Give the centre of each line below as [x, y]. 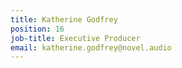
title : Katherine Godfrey [64, 19]
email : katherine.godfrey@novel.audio [91, 47]
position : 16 [37, 29]
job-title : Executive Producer [75, 38]
